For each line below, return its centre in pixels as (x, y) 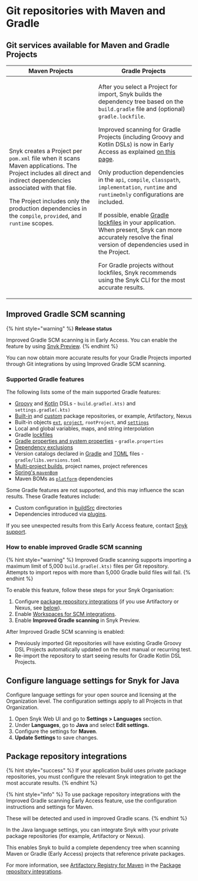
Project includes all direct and (50, 173)
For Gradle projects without (136, 265)
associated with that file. (43, 188)
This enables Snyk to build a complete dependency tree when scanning (93, 847)
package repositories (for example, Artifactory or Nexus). (76, 836)
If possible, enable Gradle (133, 215)
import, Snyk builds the (130, 94)
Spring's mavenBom (36, 473)
